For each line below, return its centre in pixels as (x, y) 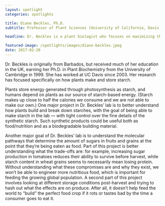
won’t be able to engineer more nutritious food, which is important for (75, 172)
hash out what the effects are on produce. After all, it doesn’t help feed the (81, 188)
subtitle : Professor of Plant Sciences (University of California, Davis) (83, 28)
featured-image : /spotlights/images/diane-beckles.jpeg (63, 46)
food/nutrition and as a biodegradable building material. (61, 126)
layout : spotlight (24, 10)
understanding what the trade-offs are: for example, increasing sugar (75, 151)
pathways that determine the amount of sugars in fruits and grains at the (78, 140)
